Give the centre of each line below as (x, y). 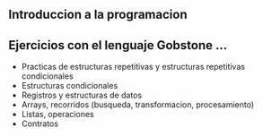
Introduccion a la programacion (98, 15)
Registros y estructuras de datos (82, 95)
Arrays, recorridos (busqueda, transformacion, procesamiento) (138, 105)
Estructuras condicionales (70, 86)
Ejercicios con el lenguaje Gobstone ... (118, 45)
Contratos (40, 123)
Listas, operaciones (58, 115)
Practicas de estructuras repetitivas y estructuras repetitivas (133, 67)
